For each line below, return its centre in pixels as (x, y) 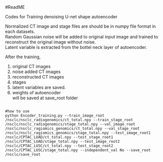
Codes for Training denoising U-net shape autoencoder (61, 17)
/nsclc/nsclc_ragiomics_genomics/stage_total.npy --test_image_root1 (78, 133)
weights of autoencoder (36, 93)
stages (19, 82)
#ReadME (15, 7)
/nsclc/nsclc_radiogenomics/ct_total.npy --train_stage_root (69, 120)
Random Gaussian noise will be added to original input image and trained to (82, 37)
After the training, (23, 57)
